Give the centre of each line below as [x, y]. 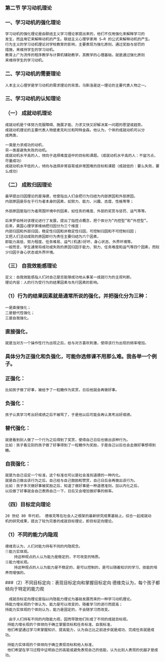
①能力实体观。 [18, 552]
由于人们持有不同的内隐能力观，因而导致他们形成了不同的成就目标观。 [69, 619]
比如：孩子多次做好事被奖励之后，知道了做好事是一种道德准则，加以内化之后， [73, 486]
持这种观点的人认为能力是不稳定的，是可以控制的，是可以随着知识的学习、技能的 [84, 567]
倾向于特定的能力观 [25, 588]
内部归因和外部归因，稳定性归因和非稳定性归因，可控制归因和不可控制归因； [71, 231]
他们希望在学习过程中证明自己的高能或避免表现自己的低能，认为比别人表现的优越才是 [81, 650]
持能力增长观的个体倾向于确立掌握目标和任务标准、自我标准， [61, 624]
